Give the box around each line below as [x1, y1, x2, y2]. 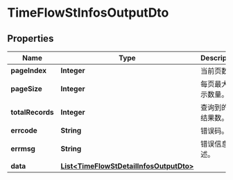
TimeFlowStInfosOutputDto [7, 5, 169, 21]
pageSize [10, 84, 43, 93]
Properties [7, 33, 54, 44]
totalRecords [10, 108, 54, 117]
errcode [10, 126, 38, 135]
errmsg [10, 144, 36, 154]
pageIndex [10, 66, 47, 75]
